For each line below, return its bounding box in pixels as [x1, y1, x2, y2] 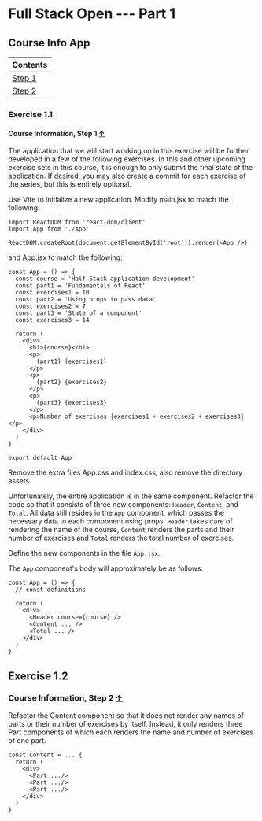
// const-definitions [15, 586, 87, 594]
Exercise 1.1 [8, 109, 54, 120]
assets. [8, 476, 31, 486]
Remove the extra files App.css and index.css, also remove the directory [8, 468, 243, 477]
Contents [12, 60, 48, 70]
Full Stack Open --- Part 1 [8, 5, 175, 23]
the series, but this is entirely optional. [8, 179, 132, 189]
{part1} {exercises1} [36, 357, 108, 366]
